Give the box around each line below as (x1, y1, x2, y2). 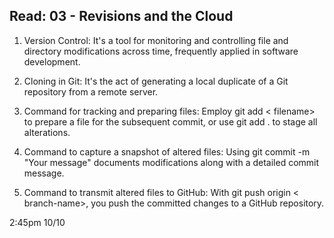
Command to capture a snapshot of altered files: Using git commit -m (23, 145, 311, 158)
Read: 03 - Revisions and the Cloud (9, 8, 234, 25)
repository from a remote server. (23, 85, 159, 98)
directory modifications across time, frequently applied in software (23, 45, 299, 57)
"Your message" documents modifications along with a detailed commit (23, 156, 320, 168)
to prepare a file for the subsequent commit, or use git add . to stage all (23, 115, 318, 128)
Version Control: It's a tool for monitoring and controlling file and (23, 34, 289, 46)
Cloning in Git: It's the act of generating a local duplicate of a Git (23, 75, 289, 87)
